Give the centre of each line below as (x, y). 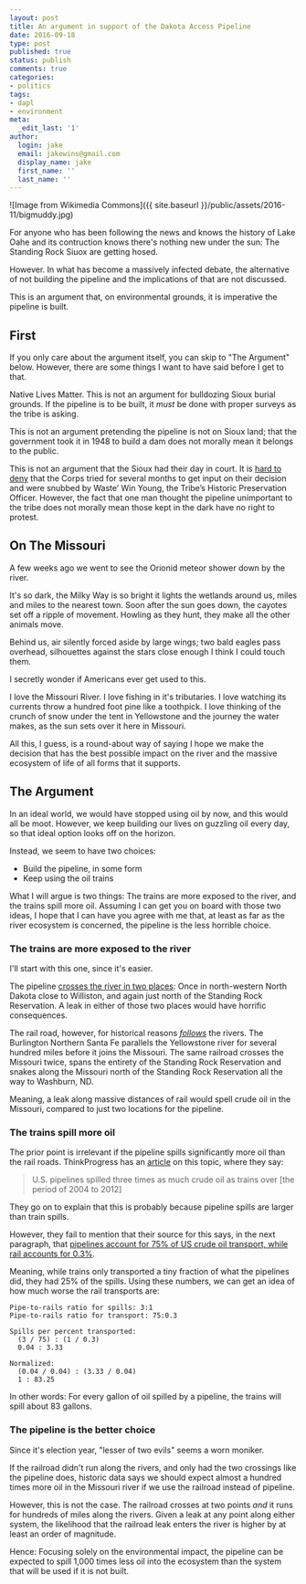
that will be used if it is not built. (69, 1570)
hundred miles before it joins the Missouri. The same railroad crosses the (147, 1052)
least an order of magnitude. (63, 1534)
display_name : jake (55, 162)
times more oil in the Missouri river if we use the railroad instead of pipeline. (152, 1487)
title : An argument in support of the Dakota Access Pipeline (130, 26)
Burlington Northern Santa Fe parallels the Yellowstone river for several (143, 1043)
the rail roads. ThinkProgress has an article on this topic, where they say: (147, 1162)
